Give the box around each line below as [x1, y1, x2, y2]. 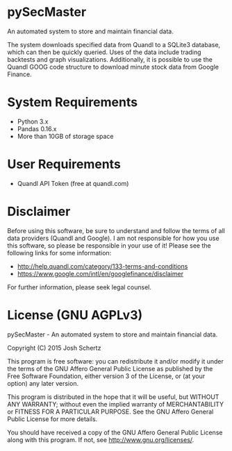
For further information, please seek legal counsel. [7, 282, 151, 291]
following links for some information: [7, 248, 112, 257]
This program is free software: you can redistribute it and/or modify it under [7, 357, 224, 365]
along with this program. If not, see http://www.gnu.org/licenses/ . [7, 435, 194, 444]
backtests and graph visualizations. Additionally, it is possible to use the [7, 55, 213, 63]
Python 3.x [17, 117, 49, 126]
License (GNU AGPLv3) [7, 307, 143, 323]
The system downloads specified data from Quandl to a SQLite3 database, [7, 40, 221, 49]
